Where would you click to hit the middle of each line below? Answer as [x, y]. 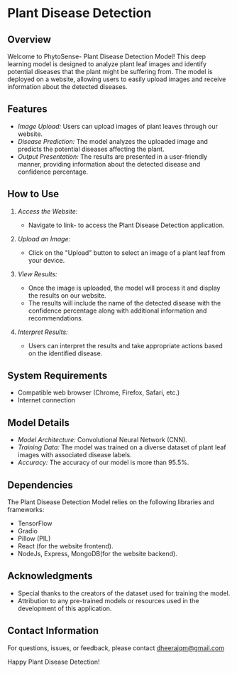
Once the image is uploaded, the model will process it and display [124, 288]
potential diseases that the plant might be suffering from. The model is [110, 72]
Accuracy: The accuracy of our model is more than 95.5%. [103, 463]
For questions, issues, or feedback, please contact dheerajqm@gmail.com [116, 648]
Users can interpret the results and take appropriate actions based [125, 345]
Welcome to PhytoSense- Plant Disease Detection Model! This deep [107, 56]
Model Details [38, 423]
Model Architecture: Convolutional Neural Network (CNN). [103, 440]
